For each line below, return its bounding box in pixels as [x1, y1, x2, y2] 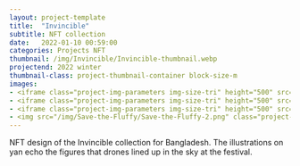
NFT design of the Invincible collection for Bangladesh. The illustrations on [9, 137, 284, 148]
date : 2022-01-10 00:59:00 [9, 37, 118, 47]
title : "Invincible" [9, 21, 90, 30]
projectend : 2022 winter [9, 63, 102, 72]
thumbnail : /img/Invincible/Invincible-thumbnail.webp [9, 54, 218, 63]
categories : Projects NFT [9, 46, 105, 55]
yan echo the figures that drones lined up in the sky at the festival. [9, 146, 253, 157]
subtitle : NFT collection [9, 29, 105, 38]
